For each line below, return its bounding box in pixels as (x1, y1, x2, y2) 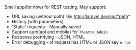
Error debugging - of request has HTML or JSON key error (11, 39, 131, 45)
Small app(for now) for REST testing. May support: (4, 4, 107, 10)
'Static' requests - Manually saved (11, 24, 82, 30)
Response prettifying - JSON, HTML (11, 34, 85, 40)
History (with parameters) (11, 19, 64, 24)
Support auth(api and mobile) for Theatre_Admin (11, 29, 108, 34)
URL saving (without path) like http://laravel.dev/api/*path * (11, 14, 131, 19)
